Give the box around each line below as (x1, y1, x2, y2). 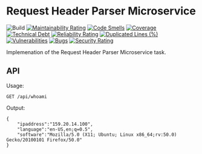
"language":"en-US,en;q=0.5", (17, 126, 94, 132)
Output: (6, 104, 25, 111)
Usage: (6, 82, 24, 89)
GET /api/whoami (6, 93, 47, 100)
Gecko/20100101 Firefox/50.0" (6, 137, 83, 143)
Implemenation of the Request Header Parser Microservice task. (6, 48, 166, 55)
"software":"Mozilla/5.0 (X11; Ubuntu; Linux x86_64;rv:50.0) (17, 131, 177, 138)
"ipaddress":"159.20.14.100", (17, 121, 94, 127)
